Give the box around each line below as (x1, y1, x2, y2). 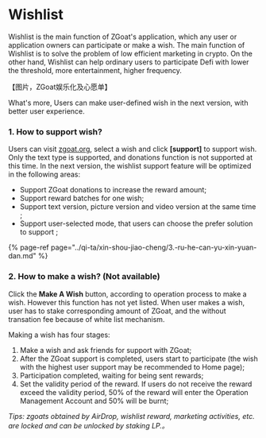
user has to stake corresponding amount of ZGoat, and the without (8, 306, 226, 316)
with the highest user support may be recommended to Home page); (19, 362, 245, 371)
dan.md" (8, 251, 37, 261)
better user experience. (8, 106, 85, 116)
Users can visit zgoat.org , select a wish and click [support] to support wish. (8, 145, 257, 154)
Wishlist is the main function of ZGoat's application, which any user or (8, 32, 237, 41)
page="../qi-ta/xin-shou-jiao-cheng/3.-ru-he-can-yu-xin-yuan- (50, 242, 257, 252)
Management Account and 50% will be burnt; (19, 396, 169, 405)
